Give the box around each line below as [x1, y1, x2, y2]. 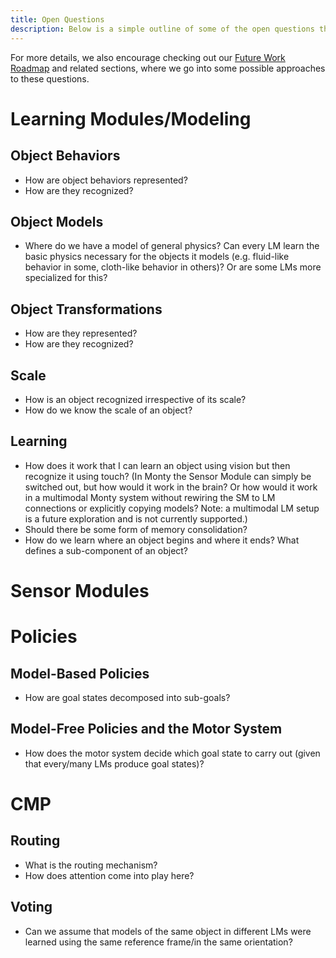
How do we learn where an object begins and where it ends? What [24, 534, 300, 546]
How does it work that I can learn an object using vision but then [24, 459, 291, 471]
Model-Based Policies [10, 665, 150, 682]
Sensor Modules [10, 579, 150, 602]
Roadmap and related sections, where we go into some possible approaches [10, 62, 326, 74]
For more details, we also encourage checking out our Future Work [10, 51, 286, 63]
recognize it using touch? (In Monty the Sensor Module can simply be [24, 470, 312, 482]
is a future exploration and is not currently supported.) [24, 512, 248, 525]
